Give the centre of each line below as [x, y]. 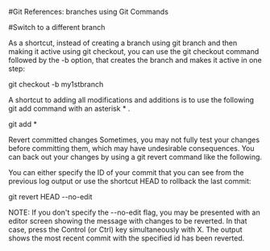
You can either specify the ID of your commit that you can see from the [126, 172]
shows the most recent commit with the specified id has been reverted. [127, 238]
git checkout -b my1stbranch [56, 84]
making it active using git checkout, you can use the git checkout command [134, 51]
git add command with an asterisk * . [69, 109]
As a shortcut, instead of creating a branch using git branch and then [123, 43]
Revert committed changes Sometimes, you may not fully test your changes [134, 140]
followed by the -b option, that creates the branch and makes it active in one [135, 60]
